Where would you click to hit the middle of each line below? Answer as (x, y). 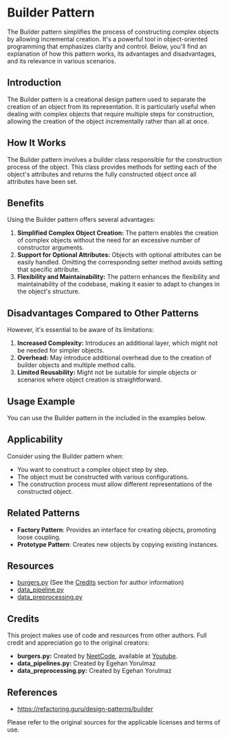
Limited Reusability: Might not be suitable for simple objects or (107, 373)
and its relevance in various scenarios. (62, 61)
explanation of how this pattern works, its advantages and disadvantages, (112, 54)
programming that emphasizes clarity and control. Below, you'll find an (107, 46)
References (32, 693)
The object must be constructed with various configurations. (103, 477)
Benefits (26, 203)
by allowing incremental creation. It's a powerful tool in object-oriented (108, 39)
